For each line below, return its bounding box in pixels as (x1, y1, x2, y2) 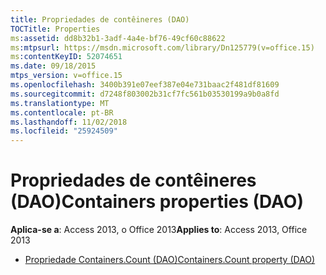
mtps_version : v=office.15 (10, 71, 123, 81)
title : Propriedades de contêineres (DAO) (10, 14, 190, 25)
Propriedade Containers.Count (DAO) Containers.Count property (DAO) (24, 254, 316, 266)
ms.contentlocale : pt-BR (10, 107, 114, 118)
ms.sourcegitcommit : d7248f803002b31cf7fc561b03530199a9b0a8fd (10, 89, 280, 99)
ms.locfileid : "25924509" (10, 126, 118, 136)
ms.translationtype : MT (10, 98, 110, 108)
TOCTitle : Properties (10, 24, 101, 34)
